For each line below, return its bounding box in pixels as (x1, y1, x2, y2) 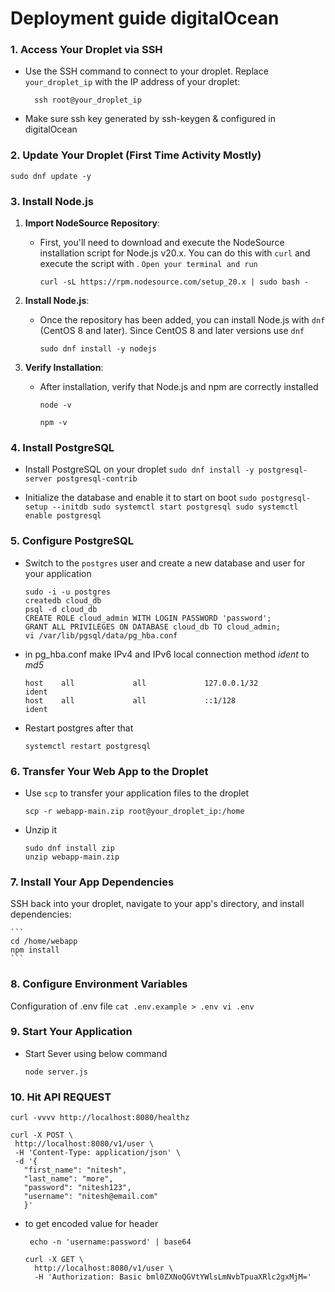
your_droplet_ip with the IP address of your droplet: (24, 76, 241, 88)
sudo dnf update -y (10, 171, 92, 181)
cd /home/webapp (10, 937, 78, 947)
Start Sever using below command (24, 1047, 168, 1059)
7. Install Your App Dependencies (10, 875, 175, 889)
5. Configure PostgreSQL (10, 534, 134, 548)
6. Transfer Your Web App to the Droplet (10, 764, 209, 778)
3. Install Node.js (10, 194, 94, 208)
